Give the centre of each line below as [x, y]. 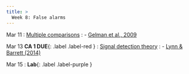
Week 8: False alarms [39, 17]
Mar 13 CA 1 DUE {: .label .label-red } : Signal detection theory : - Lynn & [94, 46]
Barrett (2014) [23, 52]
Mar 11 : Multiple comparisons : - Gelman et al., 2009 [72, 34]
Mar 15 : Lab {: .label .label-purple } [49, 64]
